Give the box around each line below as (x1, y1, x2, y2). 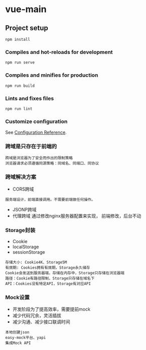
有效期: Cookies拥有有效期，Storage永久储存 (5, 265, 91, 270)
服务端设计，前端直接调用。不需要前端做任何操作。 (5, 197, 96, 202)
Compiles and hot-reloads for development (5, 48, 113, 55)
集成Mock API (5, 340, 31, 346)
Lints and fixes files (5, 95, 54, 102)
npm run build (5, 83, 35, 88)
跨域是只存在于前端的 (5, 143, 57, 150)
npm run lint (5, 106, 33, 111)
